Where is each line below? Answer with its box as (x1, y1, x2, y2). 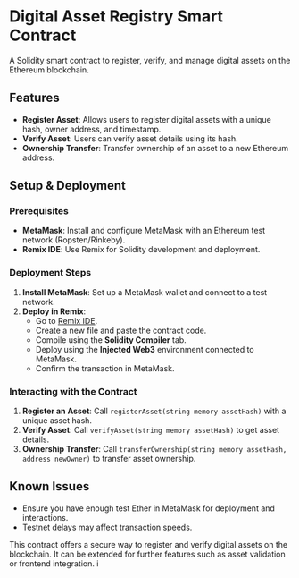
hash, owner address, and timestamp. (21, 123, 162, 134)
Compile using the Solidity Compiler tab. (35, 334, 187, 345)
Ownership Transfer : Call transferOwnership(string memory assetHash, (21, 444, 287, 455)
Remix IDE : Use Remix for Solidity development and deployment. (21, 244, 261, 255)
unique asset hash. (21, 415, 92, 426)
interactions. (21, 512, 69, 523)
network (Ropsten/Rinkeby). (21, 234, 126, 245)
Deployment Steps (9, 267, 92, 279)
